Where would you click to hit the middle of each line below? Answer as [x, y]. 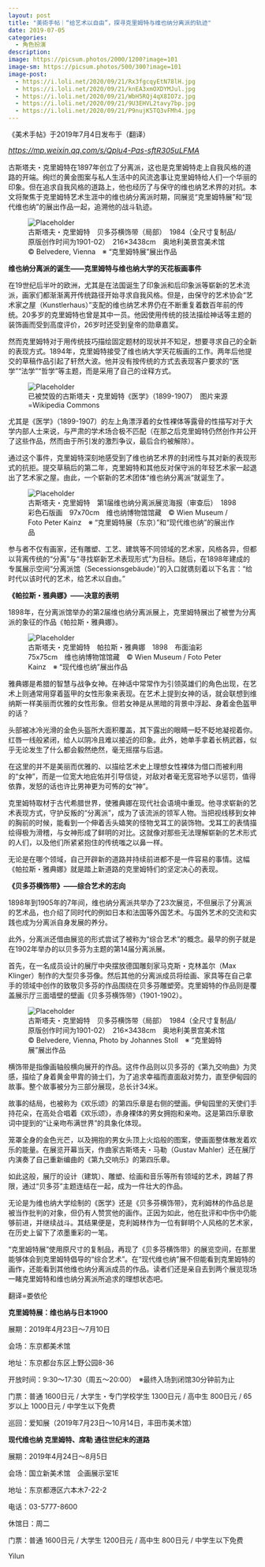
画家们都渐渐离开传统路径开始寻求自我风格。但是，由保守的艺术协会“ [134, 295]
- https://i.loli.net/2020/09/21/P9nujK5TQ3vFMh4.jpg [105, 111]
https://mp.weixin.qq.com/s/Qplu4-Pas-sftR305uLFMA [104, 150]
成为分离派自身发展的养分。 [67, 922]
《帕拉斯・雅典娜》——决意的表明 [63, 595]
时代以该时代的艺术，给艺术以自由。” [67, 578]
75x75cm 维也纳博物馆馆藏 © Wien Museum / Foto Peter [125, 657]
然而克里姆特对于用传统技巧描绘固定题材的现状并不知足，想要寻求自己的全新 [132, 341]
